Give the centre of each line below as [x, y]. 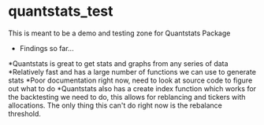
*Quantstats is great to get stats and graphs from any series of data [118, 63]
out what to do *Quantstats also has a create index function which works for [132, 88]
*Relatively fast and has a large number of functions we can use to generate [132, 72]
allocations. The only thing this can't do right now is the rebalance [115, 105]
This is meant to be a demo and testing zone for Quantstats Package [119, 33]
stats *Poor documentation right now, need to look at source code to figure [130, 80]
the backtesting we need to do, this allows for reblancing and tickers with [127, 97]
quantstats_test [61, 11]
